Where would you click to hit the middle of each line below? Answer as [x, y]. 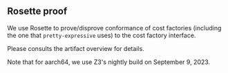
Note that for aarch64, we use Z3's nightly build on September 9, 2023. [109, 62]
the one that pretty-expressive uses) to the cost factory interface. [102, 35]
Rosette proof [37, 11]
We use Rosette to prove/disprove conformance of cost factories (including [114, 28]
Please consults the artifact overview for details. [76, 48]
